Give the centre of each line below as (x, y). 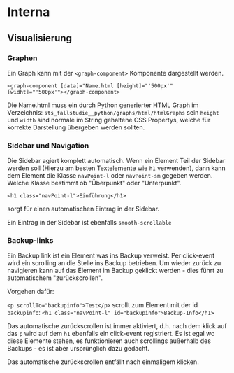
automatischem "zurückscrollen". (55, 278)
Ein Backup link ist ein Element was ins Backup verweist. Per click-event (111, 255)
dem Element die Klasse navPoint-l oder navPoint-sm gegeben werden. (110, 176)
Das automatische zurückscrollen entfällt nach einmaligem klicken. (103, 362)
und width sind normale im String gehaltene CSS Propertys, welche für (109, 120)
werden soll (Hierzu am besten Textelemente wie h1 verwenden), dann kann (116, 168)
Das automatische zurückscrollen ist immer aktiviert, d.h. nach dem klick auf (117, 326)
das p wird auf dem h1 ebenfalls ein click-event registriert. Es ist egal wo (111, 334)
